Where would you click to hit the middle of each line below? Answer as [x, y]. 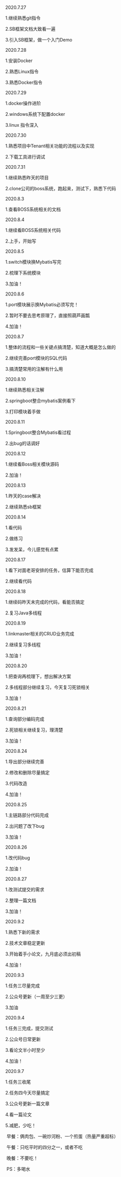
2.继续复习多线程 [23, 645]
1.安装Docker [19, 61]
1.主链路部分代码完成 [27, 815]
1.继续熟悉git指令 [23, 18]
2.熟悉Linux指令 [22, 72]
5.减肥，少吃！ [21, 1125]
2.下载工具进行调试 [25, 157]
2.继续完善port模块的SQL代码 [36, 358]
